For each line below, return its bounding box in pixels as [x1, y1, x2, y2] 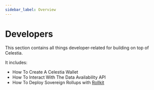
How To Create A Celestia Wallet [12, 69, 79, 75]
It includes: [5, 60, 28, 65]
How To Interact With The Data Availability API [12, 74, 106, 80]
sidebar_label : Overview [5, 7, 56, 12]
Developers [5, 28, 53, 39]
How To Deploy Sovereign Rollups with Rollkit [12, 79, 104, 85]
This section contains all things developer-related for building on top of [5, 45, 149, 51]
